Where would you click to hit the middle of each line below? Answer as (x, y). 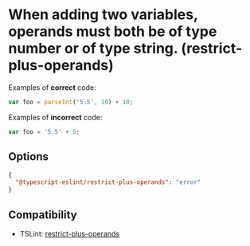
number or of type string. (93, 49)
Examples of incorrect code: (55, 117)
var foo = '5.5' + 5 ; (44, 132)
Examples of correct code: (52, 87)
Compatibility (43, 215)
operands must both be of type (113, 31)
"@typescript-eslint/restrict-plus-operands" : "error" (108, 182)
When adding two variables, (103, 15)
